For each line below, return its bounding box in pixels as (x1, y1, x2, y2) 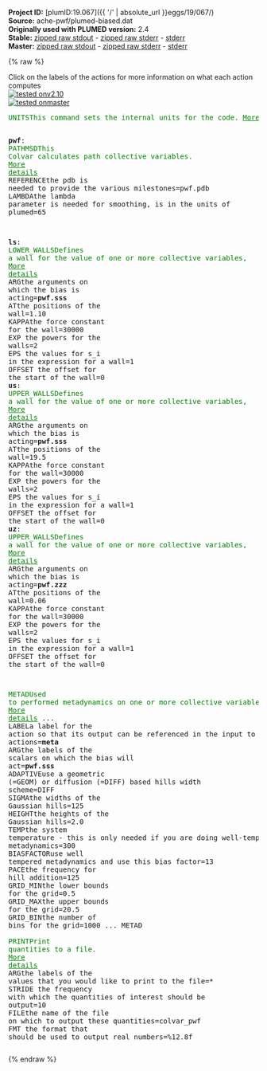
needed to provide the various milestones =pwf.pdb (8, 184, 210, 193)
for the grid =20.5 (8, 905, 80, 914)
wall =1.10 (8, 309, 46, 318)
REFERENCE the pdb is (8, 176, 89, 185)
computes (8, 80, 41, 90)
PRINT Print (8, 937, 51, 946)
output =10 (8, 1001, 46, 1010)
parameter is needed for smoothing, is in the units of (8, 200, 230, 209)
